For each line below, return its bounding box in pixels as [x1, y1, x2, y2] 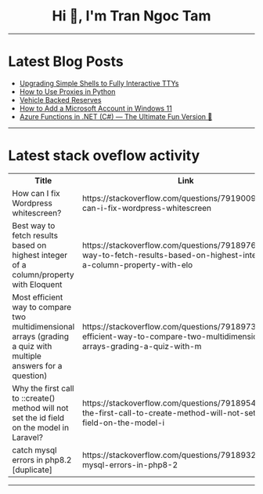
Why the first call [12, 383, 74, 394]
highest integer [12, 249, 68, 260]
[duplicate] [12, 464, 52, 475]
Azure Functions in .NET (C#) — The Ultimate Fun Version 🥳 [19, 111, 213, 121]
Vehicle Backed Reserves [19, 95, 102, 104]
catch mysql [12, 445, 57, 456]
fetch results [12, 230, 59, 241]
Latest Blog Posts [8, 53, 124, 71]
